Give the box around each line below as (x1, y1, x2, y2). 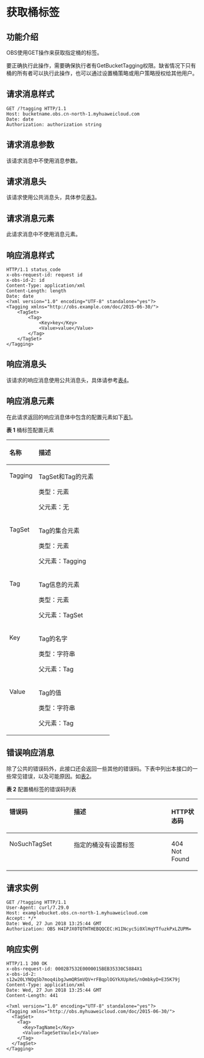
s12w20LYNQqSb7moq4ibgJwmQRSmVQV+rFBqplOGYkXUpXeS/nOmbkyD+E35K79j (6, 976, 181, 983)
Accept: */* (6, 916, 36, 922)
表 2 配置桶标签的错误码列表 (6, 785, 77, 793)
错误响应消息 (6, 748, 55, 758)
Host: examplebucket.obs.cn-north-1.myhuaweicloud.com (6, 910, 148, 916)
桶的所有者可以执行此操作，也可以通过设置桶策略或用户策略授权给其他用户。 (6, 69, 198, 77)
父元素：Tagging (38, 556, 86, 565)
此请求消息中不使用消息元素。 (6, 231, 81, 238)
